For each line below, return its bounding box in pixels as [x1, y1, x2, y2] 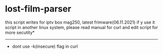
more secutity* [5, 29, 35, 35]
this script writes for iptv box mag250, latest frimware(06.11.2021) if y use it [5, 19, 155, 25]
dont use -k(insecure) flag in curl [12, 43, 78, 49]
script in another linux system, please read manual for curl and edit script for [5, 24, 158, 30]
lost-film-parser [5, 3, 71, 14]
